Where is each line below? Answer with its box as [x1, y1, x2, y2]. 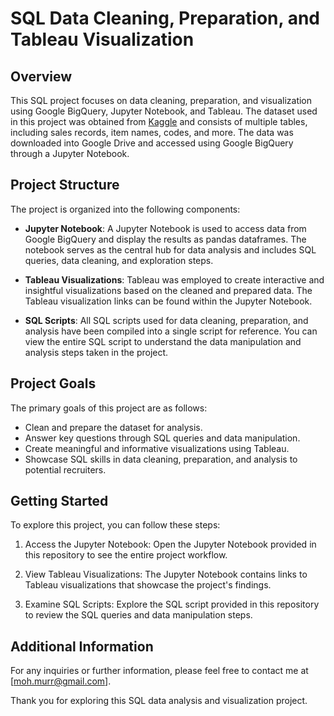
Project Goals [10, 375, 97, 392]
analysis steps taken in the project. [24, 346, 169, 358]
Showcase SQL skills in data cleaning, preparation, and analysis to [24, 453, 298, 465]
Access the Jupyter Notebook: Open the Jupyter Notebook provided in [24, 538, 317, 551]
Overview [10, 68, 73, 85]
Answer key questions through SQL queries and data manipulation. [24, 432, 301, 444]
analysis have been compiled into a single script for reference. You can [24, 325, 318, 337]
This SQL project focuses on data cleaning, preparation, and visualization [10, 95, 313, 106]
